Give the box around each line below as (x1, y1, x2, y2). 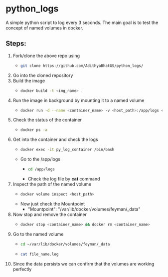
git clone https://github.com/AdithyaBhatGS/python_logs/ (20, 63, 144, 68)
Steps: (5, 39, 26, 48)
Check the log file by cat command (27, 176, 100, 181)
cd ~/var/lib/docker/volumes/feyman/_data (20, 241, 110, 246)
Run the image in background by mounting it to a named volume (12, 97, 145, 103)
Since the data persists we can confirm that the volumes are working (12, 260, 155, 266)
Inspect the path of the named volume (12, 181, 92, 187)
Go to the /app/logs (20, 156, 60, 162)
